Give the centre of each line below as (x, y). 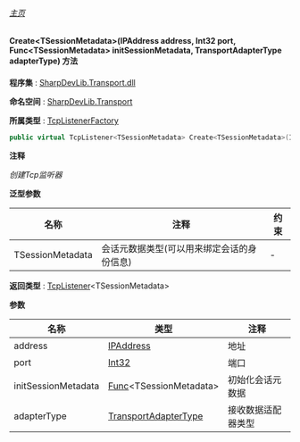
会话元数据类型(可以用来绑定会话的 (175, 248)
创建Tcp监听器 (36, 174)
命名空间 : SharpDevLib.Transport (71, 101)
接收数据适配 (254, 410)
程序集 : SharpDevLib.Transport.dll (72, 82)
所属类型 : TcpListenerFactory (64, 121)
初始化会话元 (254, 379)
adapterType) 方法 (44, 61)
